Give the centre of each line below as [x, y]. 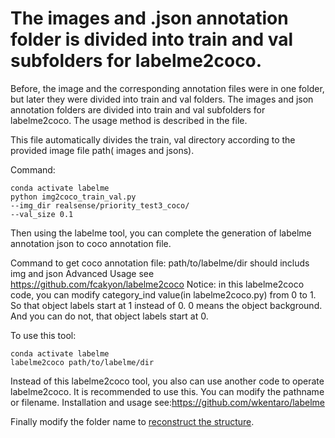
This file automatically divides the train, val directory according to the [153, 139]
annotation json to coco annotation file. [91, 243]
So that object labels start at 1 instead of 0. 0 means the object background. [166, 305]
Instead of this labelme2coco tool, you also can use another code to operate [167, 381]
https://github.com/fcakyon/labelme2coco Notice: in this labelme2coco [157, 284]
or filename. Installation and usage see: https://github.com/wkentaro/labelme [168, 402]
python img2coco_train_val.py [73, 197]
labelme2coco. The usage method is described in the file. [129, 120]
